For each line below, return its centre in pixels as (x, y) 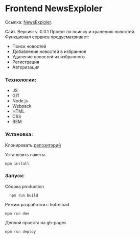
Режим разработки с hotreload (37, 204)
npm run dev (17, 214)
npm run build (24, 195)
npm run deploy (21, 231)
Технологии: (21, 80)
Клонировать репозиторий (33, 145)
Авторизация (26, 67)
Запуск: (15, 176)
